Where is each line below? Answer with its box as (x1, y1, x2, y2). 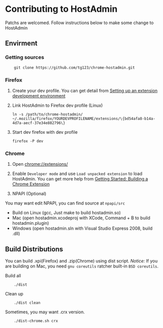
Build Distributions (5, 245, 63, 253)
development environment (12, 92, 66, 99)
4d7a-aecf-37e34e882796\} (12, 120, 65, 125)
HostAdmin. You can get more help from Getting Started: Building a (12, 176, 148, 182)
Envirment (5, 39, 38, 48)
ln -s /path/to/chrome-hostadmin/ (12, 112, 83, 117)
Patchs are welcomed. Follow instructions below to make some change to (5, 20, 154, 26)
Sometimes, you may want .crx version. (5, 309, 85, 315)
